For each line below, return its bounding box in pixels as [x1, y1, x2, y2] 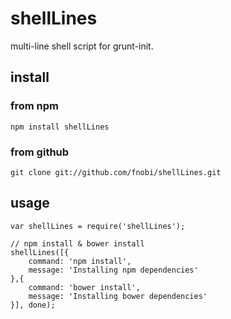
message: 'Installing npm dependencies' [28, 265, 199, 275]
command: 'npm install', [28, 256, 132, 266]
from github [10, 145, 70, 159]
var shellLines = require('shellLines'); [10, 221, 186, 231]
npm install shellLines [10, 122, 110, 132]
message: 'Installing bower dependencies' [28, 291, 208, 301]
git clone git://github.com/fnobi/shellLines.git [10, 167, 222, 177]
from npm [10, 99, 60, 113]
